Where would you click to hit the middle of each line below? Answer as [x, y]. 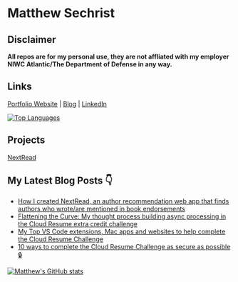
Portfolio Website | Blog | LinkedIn [57, 104]
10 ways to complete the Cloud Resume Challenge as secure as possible [124, 247]
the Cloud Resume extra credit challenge [77, 224]
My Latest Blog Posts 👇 [60, 181]
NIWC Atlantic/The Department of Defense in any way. [90, 64]
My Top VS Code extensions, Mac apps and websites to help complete [121, 232]
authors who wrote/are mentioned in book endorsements [101, 209]
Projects [26, 140]
